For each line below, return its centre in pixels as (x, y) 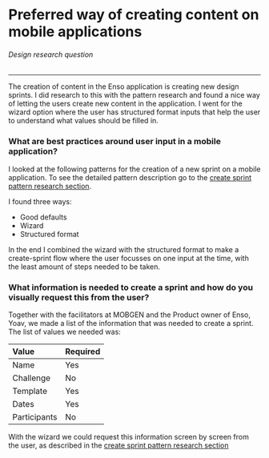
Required (83, 352)
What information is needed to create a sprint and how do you (131, 287)
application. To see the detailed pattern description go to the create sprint (130, 177)
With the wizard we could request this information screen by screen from (129, 436)
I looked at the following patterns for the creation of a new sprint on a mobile (134, 169)
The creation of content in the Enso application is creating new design (124, 86)
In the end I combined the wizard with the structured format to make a (124, 249)
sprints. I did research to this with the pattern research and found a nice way (134, 95)
